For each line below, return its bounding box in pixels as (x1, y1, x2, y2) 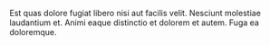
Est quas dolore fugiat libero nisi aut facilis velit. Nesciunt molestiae (9, 8, 261, 18)
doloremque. (9, 27, 57, 37)
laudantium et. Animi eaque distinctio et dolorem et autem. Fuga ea (9, 17, 260, 28)
